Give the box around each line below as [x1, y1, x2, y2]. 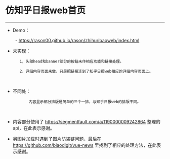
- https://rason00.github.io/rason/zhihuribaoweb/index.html [15, 37, 140, 43]
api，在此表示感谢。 [12, 125, 55, 131]
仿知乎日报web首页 [5, 5, 86, 16]
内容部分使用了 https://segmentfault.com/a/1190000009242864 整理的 [12, 118, 161, 124]
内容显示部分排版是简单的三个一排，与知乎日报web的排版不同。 [28, 99, 141, 104]
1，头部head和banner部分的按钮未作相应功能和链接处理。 [19, 59, 124, 64]
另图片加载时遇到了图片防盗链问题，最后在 [12, 136, 102, 142]
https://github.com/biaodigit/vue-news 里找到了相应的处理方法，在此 [12, 142, 157, 148]
